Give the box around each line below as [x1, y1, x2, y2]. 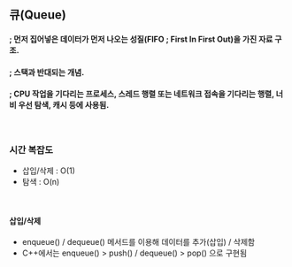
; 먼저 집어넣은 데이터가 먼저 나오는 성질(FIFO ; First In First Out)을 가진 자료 [9, 34, 273, 44]
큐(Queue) [9, 7, 66, 23]
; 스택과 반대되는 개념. [9, 66, 85, 77]
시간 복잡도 [9, 143, 54, 156]
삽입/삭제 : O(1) [21, 165, 75, 176]
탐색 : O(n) [21, 177, 60, 187]
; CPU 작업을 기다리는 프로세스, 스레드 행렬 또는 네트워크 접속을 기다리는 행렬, [9, 88, 274, 99]
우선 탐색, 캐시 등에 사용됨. [18, 100, 110, 111]
